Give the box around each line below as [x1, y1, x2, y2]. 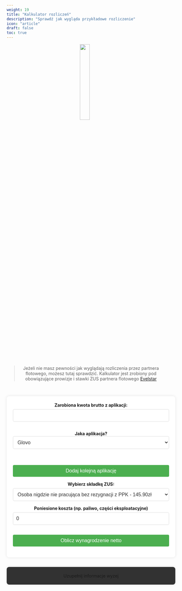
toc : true [6, 30, 27, 35]
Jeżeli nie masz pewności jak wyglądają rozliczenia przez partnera [23, 365, 159, 371]
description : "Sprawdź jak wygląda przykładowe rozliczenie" [6, 16, 136, 21]
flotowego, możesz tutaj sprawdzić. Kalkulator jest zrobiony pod [25, 370, 157, 376]
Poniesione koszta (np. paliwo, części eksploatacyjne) [34, 505, 148, 511]
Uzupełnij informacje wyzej [63, 573, 119, 579]
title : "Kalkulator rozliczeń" [6, 12, 71, 17]
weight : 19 [6, 7, 29, 12]
